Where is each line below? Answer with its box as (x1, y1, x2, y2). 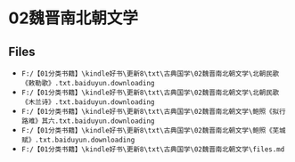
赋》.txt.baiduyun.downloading (20, 135, 135, 144)
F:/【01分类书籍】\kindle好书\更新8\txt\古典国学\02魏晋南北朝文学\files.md (20, 145, 285, 154)
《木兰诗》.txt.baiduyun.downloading (20, 98, 155, 107)
